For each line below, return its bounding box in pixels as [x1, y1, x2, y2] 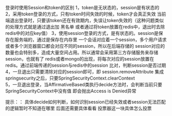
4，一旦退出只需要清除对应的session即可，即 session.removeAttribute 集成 [5, 69, 164, 74]
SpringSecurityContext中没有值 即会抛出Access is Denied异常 [5, 88, 137, 94]
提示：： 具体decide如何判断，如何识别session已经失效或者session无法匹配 [5, 99, 166, 105]
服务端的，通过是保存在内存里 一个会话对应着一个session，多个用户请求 [14, 36, 167, 43]
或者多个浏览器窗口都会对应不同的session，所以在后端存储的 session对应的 [5, 43, 165, 49]
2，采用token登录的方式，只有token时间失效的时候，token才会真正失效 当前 [5, 11, 166, 17]
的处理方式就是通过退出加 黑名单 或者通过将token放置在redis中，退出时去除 [5, 24, 165, 30]
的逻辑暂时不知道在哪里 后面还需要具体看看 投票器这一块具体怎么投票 [5, 105, 152, 111]
